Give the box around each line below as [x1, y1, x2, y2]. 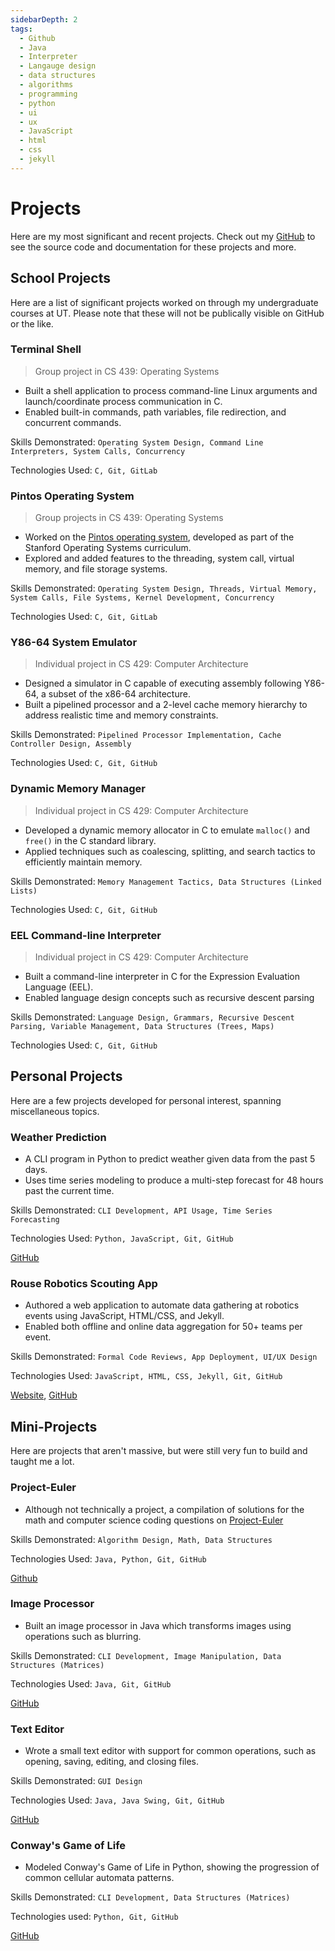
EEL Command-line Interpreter [10, 928, 162, 942]
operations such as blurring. [24, 1630, 142, 1642]
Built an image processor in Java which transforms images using [24, 1619, 292, 1631]
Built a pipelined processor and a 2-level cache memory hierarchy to [24, 699, 308, 711]
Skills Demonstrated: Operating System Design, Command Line [10, 436, 264, 448]
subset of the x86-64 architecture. [48, 688, 191, 700]
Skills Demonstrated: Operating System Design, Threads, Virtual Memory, [10, 582, 318, 595]
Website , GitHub [10, 1389, 78, 1401]
